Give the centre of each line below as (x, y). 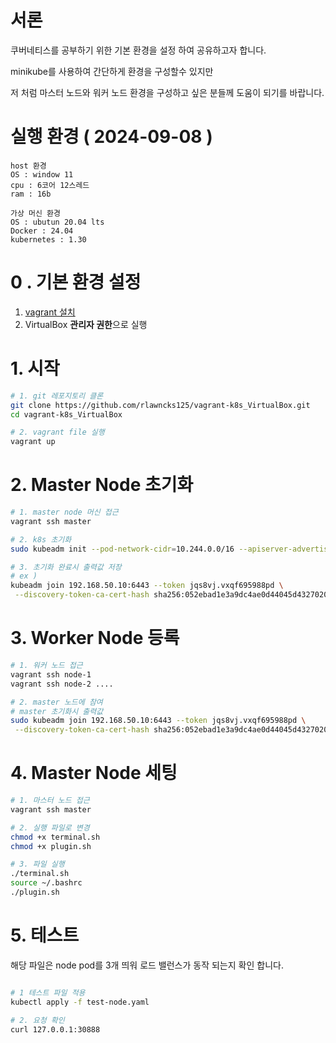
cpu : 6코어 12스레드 (50, 185)
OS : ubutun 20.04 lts (57, 222)
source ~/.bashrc (46, 883)
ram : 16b (31, 194)
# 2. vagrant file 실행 (57, 432)
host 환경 (28, 166)
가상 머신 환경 (35, 213)
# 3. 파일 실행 (37, 864)
